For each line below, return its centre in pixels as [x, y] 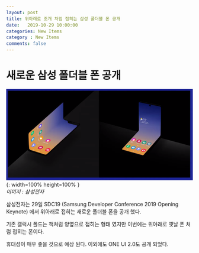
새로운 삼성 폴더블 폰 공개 [64, 75]
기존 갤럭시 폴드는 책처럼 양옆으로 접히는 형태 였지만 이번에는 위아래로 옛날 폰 [95, 224]
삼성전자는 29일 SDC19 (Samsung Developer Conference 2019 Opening [92, 204]
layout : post [22, 12]
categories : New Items [34, 31]
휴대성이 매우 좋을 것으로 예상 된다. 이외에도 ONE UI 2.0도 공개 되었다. [87, 244]
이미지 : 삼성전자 [25, 192]
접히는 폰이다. [28, 231]
